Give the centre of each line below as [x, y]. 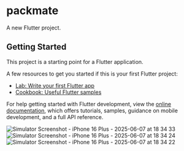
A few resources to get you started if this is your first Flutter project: [92, 74]
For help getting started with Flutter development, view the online [89, 104]
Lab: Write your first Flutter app [55, 85]
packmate [33, 11]
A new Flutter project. [34, 28]
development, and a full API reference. [55, 117]
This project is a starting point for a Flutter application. [75, 61]
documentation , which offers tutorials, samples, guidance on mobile [92, 110]
